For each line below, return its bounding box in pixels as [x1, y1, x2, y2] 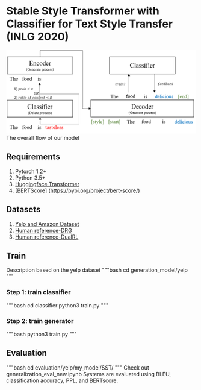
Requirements [6, 152, 60, 162]
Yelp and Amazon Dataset [14, 220, 79, 227]
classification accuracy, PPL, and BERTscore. [6, 377, 119, 384]
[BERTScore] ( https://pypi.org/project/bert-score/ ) [14, 187, 140, 194]
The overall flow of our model [6, 134, 79, 141]
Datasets [6, 204, 41, 215]
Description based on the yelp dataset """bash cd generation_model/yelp [6, 266, 188, 274]
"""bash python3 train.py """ [6, 330, 77, 338]
